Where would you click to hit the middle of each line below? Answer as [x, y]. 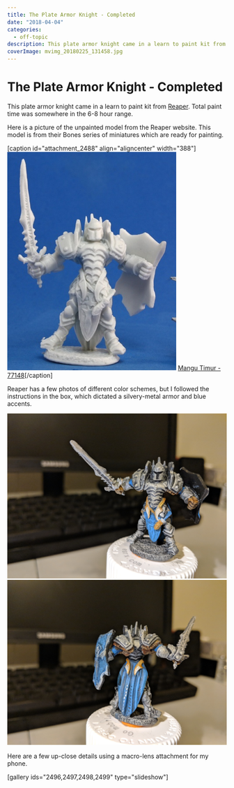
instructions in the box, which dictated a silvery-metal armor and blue [107, 396]
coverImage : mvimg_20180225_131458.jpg [65, 52]
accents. [20, 403]
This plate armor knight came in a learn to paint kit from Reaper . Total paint [115, 106]
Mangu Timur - [199, 367]
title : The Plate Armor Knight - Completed [71, 15]
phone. [17, 763]
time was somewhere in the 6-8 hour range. [70, 114]
